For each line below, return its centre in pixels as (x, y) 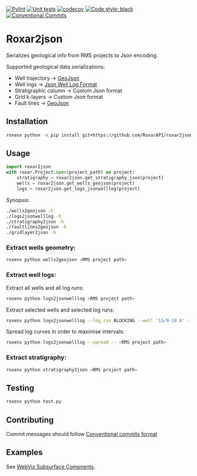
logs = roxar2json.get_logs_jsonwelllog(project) (79, 189)
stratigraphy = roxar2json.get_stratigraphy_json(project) (90, 178)
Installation (27, 121)
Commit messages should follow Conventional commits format (81, 434)
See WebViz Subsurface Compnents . (51, 467)
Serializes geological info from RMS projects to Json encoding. (82, 55)
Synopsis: (18, 200)
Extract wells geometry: (41, 248)
